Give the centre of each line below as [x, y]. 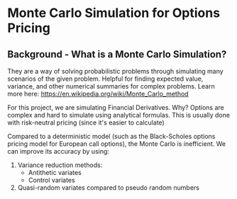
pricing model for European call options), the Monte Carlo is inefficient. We [116, 144]
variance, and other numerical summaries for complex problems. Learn [111, 86]
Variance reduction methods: [60, 165]
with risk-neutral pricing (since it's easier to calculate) [86, 123]
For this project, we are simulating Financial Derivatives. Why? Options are [116, 107]
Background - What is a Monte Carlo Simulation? [117, 54]
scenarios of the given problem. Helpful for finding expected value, [105, 79]
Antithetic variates [55, 172]
